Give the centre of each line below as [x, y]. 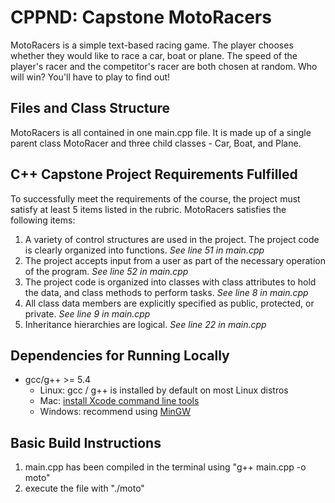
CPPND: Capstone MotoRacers [141, 17]
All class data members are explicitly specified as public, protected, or [169, 303]
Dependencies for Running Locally [120, 355]
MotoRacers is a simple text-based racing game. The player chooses [152, 45]
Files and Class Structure [90, 108]
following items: [43, 220]
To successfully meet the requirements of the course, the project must [155, 198]
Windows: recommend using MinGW [115, 412]
